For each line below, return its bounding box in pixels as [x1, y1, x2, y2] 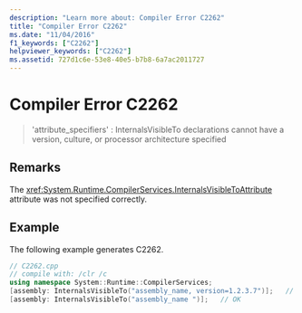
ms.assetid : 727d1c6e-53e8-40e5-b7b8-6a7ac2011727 [9, 55, 205, 64]
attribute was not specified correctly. [9, 194, 148, 204]
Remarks [9, 160, 62, 175]
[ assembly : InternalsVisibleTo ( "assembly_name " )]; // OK [9, 295, 242, 304]
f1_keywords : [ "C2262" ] [9, 38, 100, 48]
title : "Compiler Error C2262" [9, 22, 128, 31]
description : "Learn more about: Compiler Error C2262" [9, 13, 225, 23]
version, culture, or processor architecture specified [31, 133, 227, 145]
